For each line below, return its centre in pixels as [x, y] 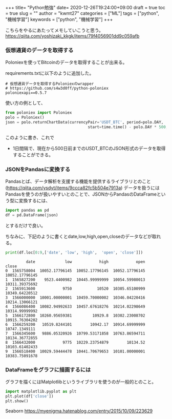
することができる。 [33, 155]
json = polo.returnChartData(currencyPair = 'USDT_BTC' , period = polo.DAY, [84, 122]
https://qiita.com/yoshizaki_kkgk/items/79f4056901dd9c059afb [72, 36]
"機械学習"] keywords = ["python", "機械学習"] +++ [59, 19]
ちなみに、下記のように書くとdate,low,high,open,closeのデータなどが [79, 236]
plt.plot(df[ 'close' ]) [29, 396]
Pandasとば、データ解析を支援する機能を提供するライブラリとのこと [78, 181]
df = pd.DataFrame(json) [32, 215]
